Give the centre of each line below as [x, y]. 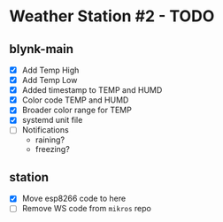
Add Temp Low [50, 80]
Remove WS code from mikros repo [87, 209]
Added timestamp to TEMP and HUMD [92, 90]
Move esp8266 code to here [74, 199]
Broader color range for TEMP [77, 110]
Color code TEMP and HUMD [75, 100]
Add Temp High [50, 70]
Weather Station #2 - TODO [112, 16]
